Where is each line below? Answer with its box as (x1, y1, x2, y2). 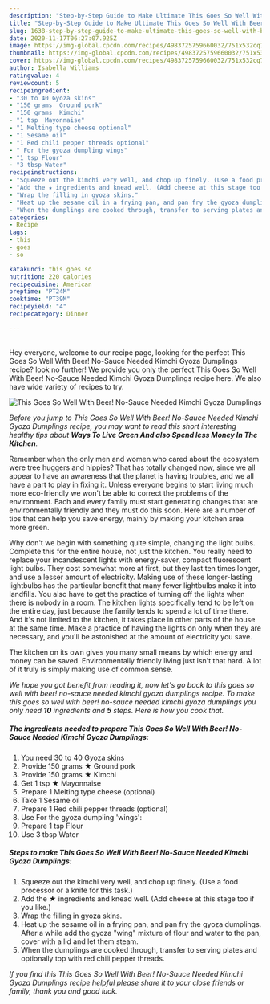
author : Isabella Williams (9, 64, 99, 72)
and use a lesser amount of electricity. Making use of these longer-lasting (9, 572, 253, 582)
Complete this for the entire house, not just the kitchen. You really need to (9, 546, 253, 556)
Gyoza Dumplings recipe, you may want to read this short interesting (9, 421, 237, 431)
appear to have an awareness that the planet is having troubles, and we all (9, 471, 255, 480)
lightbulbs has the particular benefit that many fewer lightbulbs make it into (9, 580, 256, 590)
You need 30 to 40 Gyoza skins (20, 753, 125, 762)
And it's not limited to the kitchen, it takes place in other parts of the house (9, 614, 256, 624)
